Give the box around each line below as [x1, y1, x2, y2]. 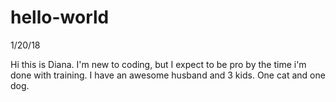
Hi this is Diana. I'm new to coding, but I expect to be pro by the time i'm [10, 58, 307, 70]
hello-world [10, 6, 110, 29]
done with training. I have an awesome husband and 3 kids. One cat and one [10, 69, 326, 81]
